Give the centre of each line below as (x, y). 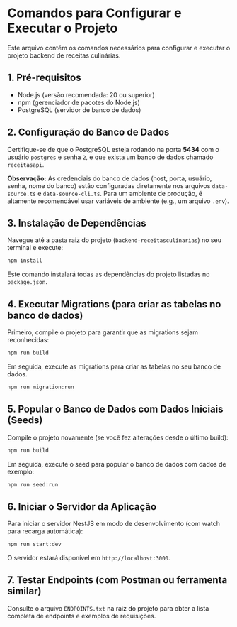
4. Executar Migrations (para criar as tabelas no (114, 304)
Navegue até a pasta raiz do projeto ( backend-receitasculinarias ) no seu (114, 240)
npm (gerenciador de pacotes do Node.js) (79, 102)
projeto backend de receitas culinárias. (64, 55)
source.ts (22, 194)
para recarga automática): (45, 531)
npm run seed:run (33, 484)
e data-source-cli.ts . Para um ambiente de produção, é (120, 193)
